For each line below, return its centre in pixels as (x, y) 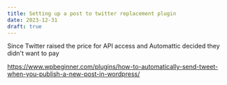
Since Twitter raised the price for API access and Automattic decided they (113, 46)
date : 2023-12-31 (32, 20)
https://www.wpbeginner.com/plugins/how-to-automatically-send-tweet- (113, 67)
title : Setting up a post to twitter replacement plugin (92, 13)
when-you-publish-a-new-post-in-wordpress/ (74, 74)
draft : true (24, 26)
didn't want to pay (33, 53)
